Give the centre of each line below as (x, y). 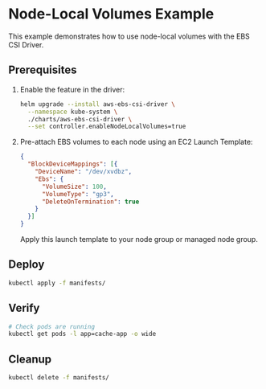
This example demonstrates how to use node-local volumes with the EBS (129, 36)
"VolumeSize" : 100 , (74, 186)
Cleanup (30, 359)
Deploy (27, 265)
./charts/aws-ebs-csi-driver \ (80, 119)
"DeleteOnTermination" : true (90, 202)
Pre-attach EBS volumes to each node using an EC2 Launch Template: (136, 142)
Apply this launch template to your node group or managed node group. (139, 239)
